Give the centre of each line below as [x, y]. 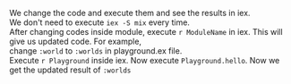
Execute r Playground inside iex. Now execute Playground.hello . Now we [145, 60]
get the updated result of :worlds [70, 70]
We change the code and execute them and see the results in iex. [130, 13]
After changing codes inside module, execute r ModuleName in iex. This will [146, 32]
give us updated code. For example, [75, 41]
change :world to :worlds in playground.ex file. [96, 51]
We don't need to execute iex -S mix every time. [100, 22]
